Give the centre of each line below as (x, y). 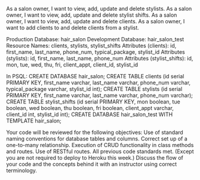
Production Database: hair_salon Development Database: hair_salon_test (95, 39)
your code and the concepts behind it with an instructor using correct (92, 164)
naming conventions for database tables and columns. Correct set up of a (97, 139)
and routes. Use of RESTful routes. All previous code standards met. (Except (100, 151)
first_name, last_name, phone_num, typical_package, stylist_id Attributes (96, 52)
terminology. (22, 170)
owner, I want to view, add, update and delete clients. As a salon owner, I (96, 21)
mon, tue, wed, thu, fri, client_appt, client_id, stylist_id (72, 65)
